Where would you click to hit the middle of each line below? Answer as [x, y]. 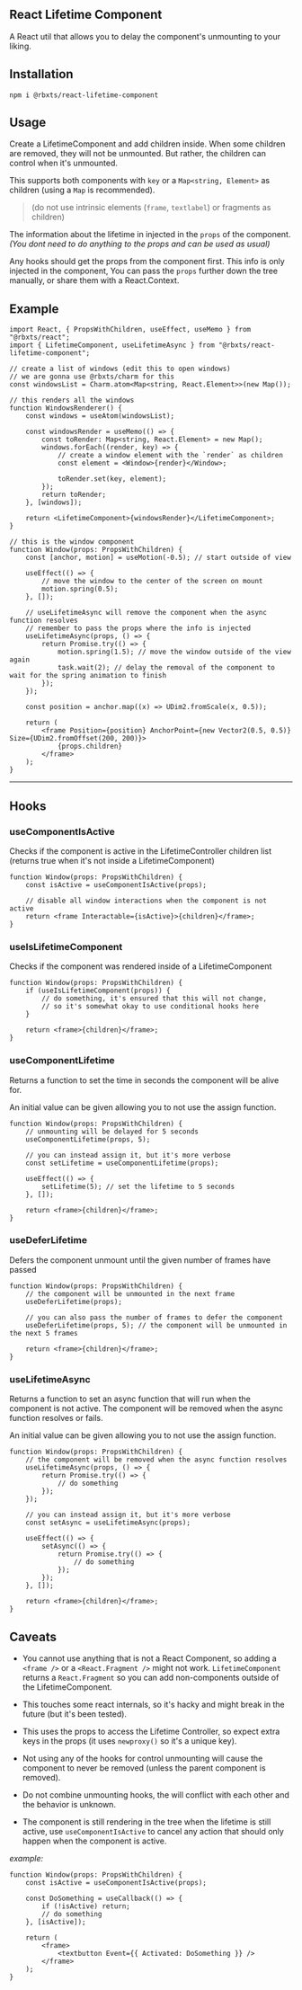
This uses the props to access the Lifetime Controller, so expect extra [151, 1731]
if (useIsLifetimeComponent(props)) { [98, 991]
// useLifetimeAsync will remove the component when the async [147, 613]
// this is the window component [72, 542]
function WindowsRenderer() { [66, 408]
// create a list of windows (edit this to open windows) [120, 369]
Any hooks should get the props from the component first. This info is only [147, 262]
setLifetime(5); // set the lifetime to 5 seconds [138, 1186]
